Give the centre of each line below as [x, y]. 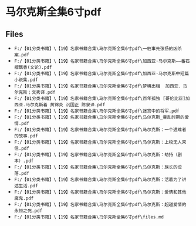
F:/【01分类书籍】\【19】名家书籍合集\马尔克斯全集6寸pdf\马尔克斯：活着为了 [98, 180]
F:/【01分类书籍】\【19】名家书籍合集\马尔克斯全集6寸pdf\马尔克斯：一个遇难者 [100, 130]
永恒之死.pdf [28, 211]
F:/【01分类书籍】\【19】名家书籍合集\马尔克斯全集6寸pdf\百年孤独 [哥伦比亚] [100, 99]
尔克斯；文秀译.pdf [35, 92]
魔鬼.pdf [24, 198]
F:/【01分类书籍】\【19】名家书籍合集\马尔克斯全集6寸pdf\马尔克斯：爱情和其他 [100, 192]
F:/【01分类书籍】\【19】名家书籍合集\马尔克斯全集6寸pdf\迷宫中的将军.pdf [97, 111]
